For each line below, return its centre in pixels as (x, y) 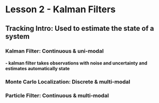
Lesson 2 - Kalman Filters (61, 9)
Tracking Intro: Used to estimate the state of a (80, 28)
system (17, 36)
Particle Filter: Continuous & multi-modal (57, 95)
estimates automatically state (38, 69)
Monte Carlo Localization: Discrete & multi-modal (68, 82)
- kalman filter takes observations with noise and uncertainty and (76, 63)
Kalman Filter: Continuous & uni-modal (54, 51)
